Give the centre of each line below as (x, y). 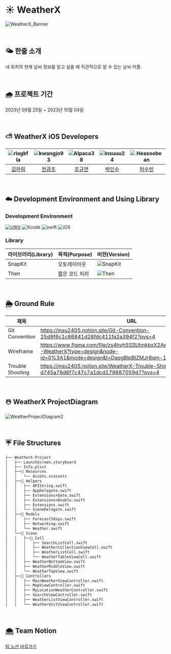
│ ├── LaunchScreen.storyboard (41, 462)
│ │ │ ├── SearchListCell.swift (46, 543)
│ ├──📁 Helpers (24, 481)
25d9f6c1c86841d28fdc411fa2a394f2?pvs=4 (98, 337)
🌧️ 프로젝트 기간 (29, 94)
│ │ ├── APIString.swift (36, 486)
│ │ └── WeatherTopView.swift (42, 571)
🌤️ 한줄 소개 (23, 51)
